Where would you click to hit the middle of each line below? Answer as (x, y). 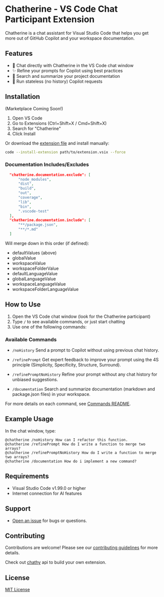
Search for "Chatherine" (36, 128)
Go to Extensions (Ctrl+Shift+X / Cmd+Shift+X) (59, 123)
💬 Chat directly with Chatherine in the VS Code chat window (73, 65)
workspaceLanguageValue (39, 284)
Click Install (24, 134)
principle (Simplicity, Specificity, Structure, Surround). (67, 365)
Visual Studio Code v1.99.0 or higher (49, 488)
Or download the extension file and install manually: (57, 143)
